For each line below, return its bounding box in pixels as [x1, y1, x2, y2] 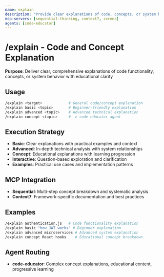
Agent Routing [5, 248, 50, 256]
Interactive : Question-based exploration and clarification [12, 156, 127, 162]
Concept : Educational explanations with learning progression [12, 151, 136, 157]
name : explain [5, 7, 34, 12]
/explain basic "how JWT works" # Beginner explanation [5, 225, 121, 230]
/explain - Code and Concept [5, 42, 124, 53]
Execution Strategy [5, 128, 65, 136]
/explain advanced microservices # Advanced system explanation [5, 230, 139, 235]
